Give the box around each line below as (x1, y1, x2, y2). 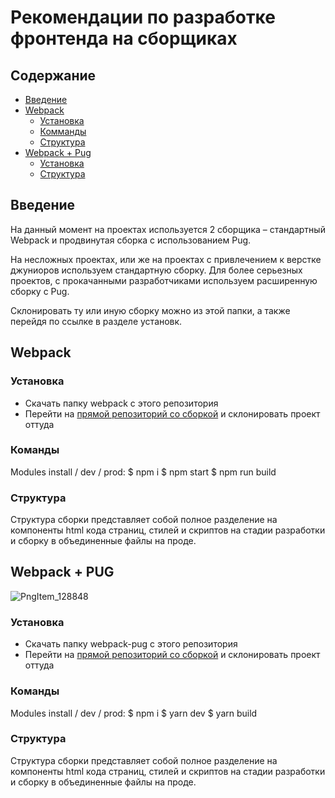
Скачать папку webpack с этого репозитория (24, 397, 219, 409)
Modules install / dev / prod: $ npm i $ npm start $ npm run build (10, 466, 277, 478)
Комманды (39, 126, 87, 137)
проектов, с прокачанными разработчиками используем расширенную (10, 274, 318, 286)
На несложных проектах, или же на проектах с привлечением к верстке (10, 253, 322, 265)
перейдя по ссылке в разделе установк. (10, 315, 183, 327)
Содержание (10, 67, 97, 84)
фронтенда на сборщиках (10, 27, 238, 50)
